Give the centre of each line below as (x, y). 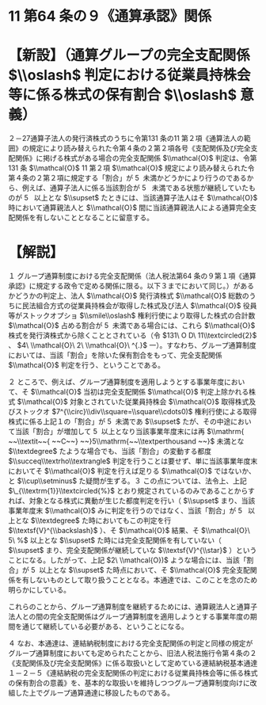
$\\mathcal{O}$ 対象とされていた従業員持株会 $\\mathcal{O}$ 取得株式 (133, 402)
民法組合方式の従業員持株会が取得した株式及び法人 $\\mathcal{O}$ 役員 (139, 306)
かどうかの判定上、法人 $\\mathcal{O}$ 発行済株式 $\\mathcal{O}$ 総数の (129, 296)
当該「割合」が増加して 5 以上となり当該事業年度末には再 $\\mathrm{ (129, 432)
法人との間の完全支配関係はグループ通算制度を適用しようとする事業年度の (129, 617)
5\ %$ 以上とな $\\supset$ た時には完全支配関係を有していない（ (115, 540)
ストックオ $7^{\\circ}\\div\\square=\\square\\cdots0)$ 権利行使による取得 (136, 412)
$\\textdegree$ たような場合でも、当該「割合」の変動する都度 (110, 452)
